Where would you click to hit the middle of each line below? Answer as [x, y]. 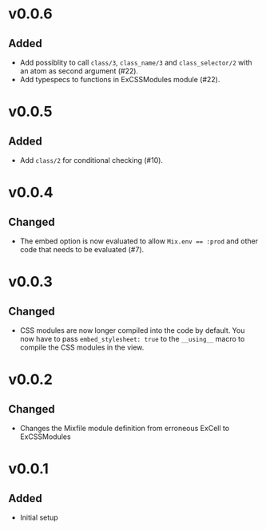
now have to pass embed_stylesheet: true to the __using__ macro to [132, 339]
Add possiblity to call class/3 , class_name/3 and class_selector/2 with [136, 62]
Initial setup [39, 517]
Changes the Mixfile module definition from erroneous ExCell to [125, 428]
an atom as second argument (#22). [79, 71]
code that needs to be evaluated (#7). [82, 249]
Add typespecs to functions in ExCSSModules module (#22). [120, 79]
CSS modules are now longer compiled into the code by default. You [132, 330]
